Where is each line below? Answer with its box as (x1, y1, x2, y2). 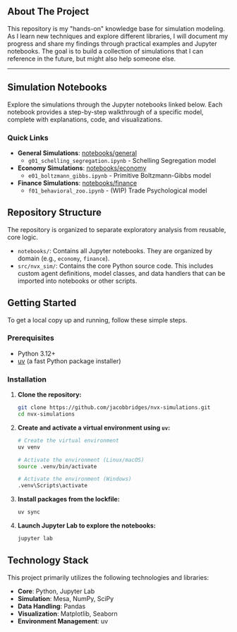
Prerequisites (7, 333, 54, 343)
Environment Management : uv (17, 616, 109, 625)
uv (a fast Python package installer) (17, 356, 121, 365)
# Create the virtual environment (17, 437, 119, 444)
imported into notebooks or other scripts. (17, 276, 138, 285)
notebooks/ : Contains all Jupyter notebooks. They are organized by (17, 246, 213, 255)
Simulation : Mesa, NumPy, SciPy (17, 594, 114, 602)
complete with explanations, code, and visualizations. (7, 115, 163, 123)
